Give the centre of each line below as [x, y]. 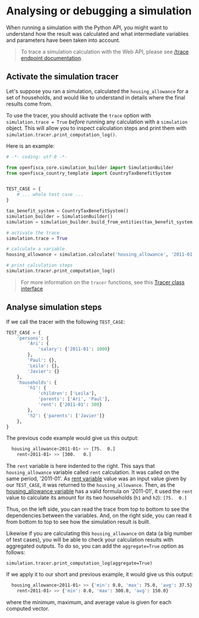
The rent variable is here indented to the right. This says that [80, 466]
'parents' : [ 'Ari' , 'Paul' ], [74, 399]
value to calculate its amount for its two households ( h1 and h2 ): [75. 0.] [97, 498]
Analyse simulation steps [54, 307]
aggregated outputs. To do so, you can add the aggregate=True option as [95, 546]
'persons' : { [33, 338]
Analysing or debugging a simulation [99, 11]
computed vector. [28, 608]
